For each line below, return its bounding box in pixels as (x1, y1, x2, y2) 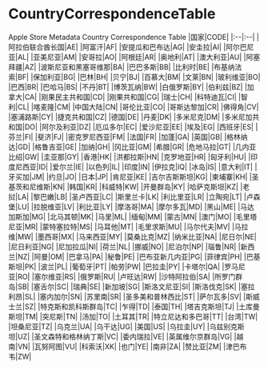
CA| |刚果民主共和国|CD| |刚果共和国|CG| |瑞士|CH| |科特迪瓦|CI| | (24, 92, 242, 101)
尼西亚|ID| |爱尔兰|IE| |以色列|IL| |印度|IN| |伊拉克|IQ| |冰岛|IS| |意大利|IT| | (14, 161, 258, 172)
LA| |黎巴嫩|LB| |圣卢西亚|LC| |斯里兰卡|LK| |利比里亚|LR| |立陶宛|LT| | (17, 192, 246, 201)
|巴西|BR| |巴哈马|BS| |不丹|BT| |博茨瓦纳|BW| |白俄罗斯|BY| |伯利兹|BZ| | (8, 81, 248, 92)
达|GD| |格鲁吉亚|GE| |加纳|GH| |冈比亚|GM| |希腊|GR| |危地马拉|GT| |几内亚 (8, 141, 257, 152)
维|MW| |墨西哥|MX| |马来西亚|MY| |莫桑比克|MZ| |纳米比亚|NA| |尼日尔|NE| (8, 232, 258, 241)
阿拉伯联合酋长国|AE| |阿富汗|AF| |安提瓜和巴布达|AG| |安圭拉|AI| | (8, 42, 226, 52)
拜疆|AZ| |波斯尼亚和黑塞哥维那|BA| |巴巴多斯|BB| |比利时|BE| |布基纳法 (8, 61, 242, 72)
